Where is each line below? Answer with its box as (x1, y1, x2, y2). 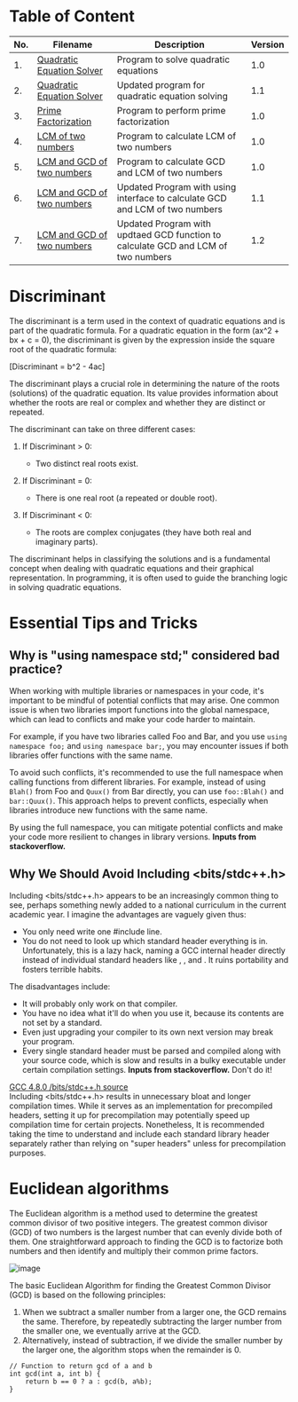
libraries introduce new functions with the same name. (9, 805, 208, 815)
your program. (21, 1036, 75, 1046)
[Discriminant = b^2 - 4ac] (9, 361, 106, 372)
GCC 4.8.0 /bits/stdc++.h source (9, 1081, 129, 1092)
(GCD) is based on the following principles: (9, 1289, 167, 1300)
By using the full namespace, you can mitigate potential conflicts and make (9, 822, 284, 832)
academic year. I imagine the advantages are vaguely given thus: (9, 909, 247, 919)
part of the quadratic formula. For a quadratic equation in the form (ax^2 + (9, 325, 280, 335)
